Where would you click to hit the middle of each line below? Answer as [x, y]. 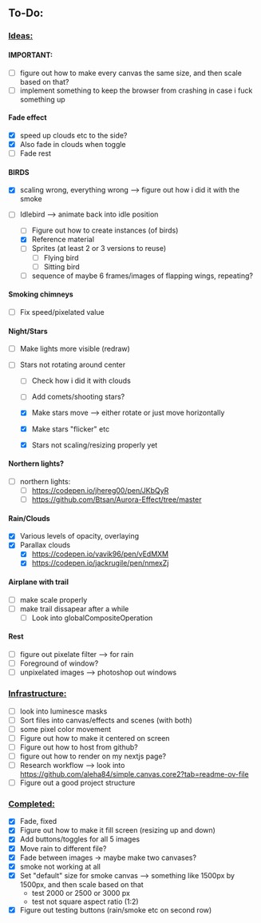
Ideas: [21, 36]
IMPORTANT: [31, 54]
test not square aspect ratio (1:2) [85, 901]
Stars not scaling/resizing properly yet [95, 445]
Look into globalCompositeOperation [92, 618]
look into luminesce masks [63, 711]
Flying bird [61, 257]
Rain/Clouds [29, 518]
